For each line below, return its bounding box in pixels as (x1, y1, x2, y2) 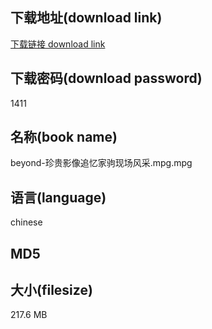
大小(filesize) (10, 282, 93, 299)
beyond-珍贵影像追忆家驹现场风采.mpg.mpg (10, 157, 193, 169)
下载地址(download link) (10, 9, 163, 27)
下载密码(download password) (10, 70, 203, 87)
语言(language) (10, 189, 107, 206)
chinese (10, 216, 43, 228)
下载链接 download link (10, 38, 106, 50)
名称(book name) (10, 129, 118, 146)
